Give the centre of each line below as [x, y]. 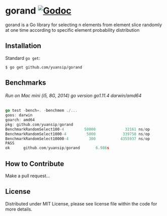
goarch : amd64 [20, 120]
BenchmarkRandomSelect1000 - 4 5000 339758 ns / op [78, 134]
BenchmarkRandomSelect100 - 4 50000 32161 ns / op [78, 129]
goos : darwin [19, 115]
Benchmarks [26, 83]
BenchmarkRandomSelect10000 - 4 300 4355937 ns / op [78, 138]
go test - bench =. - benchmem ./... [42, 111]
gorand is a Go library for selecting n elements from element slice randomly [84, 25]
